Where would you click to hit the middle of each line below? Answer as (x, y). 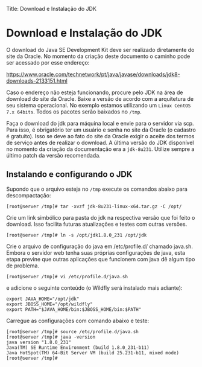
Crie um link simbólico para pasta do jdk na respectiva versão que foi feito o (101, 217)
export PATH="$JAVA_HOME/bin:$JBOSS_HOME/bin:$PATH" (74, 309)
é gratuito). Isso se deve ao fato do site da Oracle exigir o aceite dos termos (100, 136)
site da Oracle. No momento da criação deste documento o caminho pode (98, 56)
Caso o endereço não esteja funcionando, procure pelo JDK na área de (95, 92)
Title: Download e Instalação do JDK (51, 9)
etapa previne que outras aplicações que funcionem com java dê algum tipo (101, 259)
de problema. (23, 266)
